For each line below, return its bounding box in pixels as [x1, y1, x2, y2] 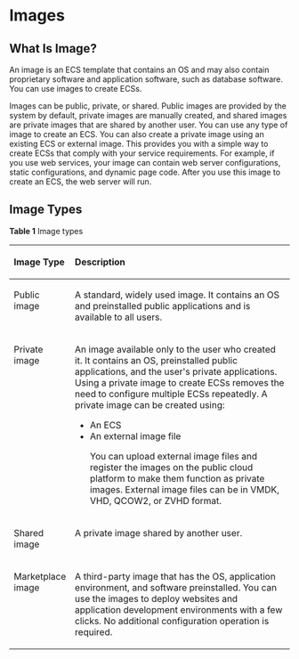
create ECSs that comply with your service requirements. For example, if [9, 148, 275, 159]
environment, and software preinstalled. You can [74, 581, 278, 593]
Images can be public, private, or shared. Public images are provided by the [9, 101, 287, 111]
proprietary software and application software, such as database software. [9, 74, 283, 85]
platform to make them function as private [90, 472, 265, 484]
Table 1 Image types [9, 225, 84, 236]
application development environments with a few [74, 603, 283, 615]
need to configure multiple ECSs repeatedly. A [74, 387, 269, 400]
